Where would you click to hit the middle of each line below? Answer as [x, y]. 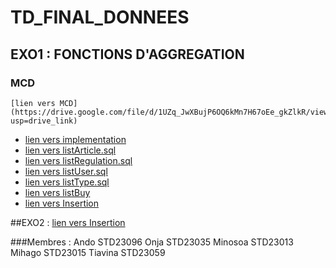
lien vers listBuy [57, 192]
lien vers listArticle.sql [70, 150]
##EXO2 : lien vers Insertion [68, 222]
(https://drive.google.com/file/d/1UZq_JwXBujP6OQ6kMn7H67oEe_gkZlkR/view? [171, 112]
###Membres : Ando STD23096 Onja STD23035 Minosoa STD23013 [152, 242]
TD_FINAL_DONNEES [100, 17]
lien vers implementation [75, 139]
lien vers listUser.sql [66, 171]
